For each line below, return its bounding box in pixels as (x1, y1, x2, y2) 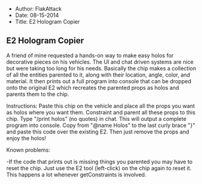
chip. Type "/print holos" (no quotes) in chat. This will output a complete (6, 115, 187, 122)
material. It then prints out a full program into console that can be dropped (6, 77, 192, 84)
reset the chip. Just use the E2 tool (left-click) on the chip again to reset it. (6, 164, 192, 172)
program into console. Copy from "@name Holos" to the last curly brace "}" (6, 121, 195, 129)
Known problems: (6, 146, 50, 154)
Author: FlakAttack (15, 5, 62, 12)
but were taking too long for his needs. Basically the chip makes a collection (6, 64, 197, 72)
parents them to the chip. (6, 90, 70, 98)
